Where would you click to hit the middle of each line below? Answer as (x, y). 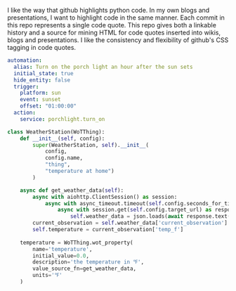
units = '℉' (47, 276)
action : (25, 112)
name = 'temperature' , (63, 249)
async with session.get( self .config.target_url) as (135, 210)
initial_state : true (44, 73)
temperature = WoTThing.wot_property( (77, 242)
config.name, (64, 158)
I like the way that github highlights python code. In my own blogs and (109, 10)
